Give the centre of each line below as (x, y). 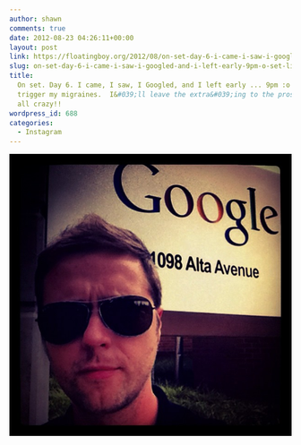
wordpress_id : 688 (43, 113)
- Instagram (40, 133)
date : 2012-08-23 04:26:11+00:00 (72, 38)
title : (21, 76)
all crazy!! (40, 104)
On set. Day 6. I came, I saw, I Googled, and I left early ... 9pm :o (154, 85)
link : (19, 57)
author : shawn (36, 19)
